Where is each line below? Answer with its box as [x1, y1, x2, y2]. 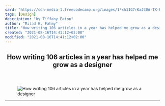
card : [5, 7, 16, 12]
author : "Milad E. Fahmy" [5, 21, 58, 26]
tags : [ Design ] [5, 12, 36, 17]
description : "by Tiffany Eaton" [5, 16, 74, 21]
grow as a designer [53, 61, 112, 69]
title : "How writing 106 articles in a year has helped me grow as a [5, 26, 151, 31]
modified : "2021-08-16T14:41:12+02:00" [5, 35, 87, 40]
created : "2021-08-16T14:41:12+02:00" [5, 30, 84, 35]
